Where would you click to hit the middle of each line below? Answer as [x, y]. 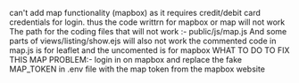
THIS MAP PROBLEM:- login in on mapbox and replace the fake [126, 60]
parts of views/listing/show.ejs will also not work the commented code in [143, 41]
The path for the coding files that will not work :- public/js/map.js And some [148, 31]
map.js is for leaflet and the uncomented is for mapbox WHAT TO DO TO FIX [149, 50]
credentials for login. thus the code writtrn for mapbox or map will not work [147, 22]
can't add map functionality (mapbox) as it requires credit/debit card [135, 13]
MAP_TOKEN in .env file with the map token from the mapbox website [137, 69]
